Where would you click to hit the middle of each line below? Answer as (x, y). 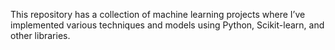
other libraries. (40, 35)
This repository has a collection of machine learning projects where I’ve (158, 14)
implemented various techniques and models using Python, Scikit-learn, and (167, 25)
